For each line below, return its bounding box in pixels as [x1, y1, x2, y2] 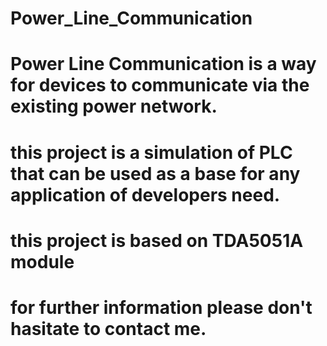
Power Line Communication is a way [10, 53, 317, 76]
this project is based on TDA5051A [10, 229, 304, 252]
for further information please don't [10, 296, 313, 319]
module [10, 250, 75, 273]
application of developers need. [10, 183, 281, 206]
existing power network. [10, 95, 218, 118]
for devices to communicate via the [10, 74, 310, 97]
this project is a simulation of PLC [10, 141, 293, 164]
